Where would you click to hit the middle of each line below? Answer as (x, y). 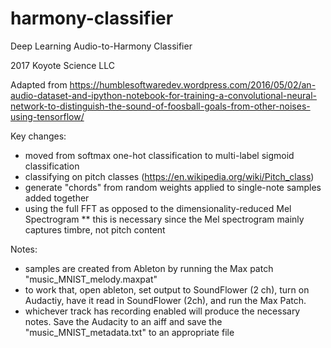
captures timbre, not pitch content (95, 229)
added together (57, 198)
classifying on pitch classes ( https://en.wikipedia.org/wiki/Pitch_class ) (169, 176)
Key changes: (38, 136)
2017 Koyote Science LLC (62, 65)
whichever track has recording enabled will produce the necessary (162, 311)
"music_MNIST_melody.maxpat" (91, 279)
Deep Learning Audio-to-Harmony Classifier (101, 46)
